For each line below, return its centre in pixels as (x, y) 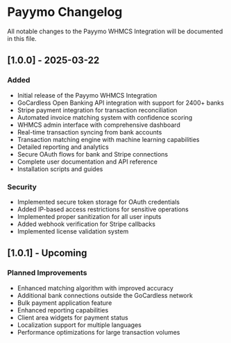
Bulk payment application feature (65, 303)
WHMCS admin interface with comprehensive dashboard (99, 125)
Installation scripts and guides (60, 169)
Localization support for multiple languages (79, 325)
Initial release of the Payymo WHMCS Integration (87, 95)
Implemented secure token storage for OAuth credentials (99, 202)
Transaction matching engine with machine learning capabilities (108, 139)
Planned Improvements (47, 273)
